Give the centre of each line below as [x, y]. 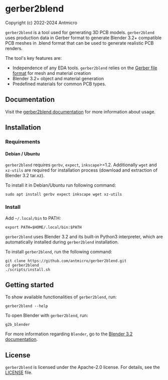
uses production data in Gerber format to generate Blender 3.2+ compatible [83, 38]
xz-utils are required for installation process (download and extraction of [81, 170]
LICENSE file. [19, 372]
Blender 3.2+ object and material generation [58, 78]
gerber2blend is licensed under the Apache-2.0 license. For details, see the [83, 367]
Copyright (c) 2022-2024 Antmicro [41, 23]
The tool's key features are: [34, 58]
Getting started [30, 285]
